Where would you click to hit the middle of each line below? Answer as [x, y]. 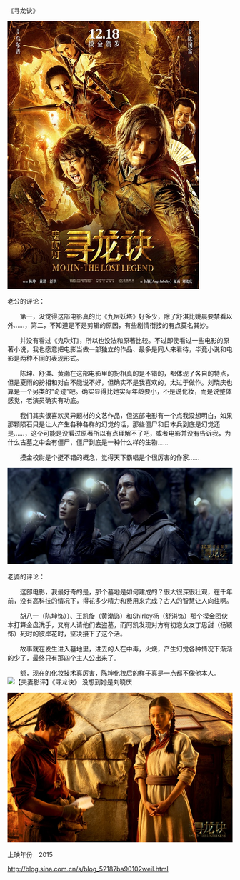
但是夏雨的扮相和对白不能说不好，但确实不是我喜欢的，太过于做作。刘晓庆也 [120, 382]
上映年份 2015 [30, 855]
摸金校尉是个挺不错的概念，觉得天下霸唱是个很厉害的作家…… [110, 457]
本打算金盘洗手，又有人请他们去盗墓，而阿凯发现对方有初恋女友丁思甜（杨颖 [120, 624]
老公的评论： [26, 301]
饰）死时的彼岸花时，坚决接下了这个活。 [67, 634]
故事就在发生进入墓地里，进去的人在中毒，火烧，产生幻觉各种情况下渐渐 [126, 649]
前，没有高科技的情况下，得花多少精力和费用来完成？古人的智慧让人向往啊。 [120, 600]
